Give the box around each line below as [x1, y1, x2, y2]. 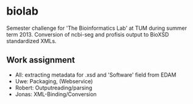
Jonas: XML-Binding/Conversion [15, 90, 97, 98]
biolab [6, 4, 38, 18]
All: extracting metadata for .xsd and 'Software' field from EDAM [15, 71, 177, 78]
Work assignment [6, 55, 75, 65]
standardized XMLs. [6, 37, 57, 44]
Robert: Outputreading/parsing [15, 84, 93, 91]
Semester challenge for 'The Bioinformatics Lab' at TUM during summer [6, 24, 188, 32]
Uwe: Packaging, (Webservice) [15, 77, 93, 85]
